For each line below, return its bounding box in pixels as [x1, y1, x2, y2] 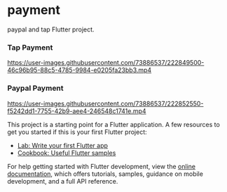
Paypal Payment [7, 83, 64, 93]
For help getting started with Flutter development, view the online [7, 162, 196, 170]
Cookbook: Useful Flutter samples [17, 149, 116, 157]
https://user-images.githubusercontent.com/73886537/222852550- [7, 99, 204, 108]
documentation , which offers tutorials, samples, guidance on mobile [7, 170, 203, 178]
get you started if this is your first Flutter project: [7, 128, 147, 136]
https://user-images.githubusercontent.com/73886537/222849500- [7, 59, 205, 67]
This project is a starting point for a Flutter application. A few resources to [7, 120, 221, 128]
